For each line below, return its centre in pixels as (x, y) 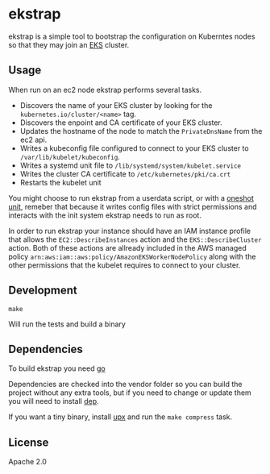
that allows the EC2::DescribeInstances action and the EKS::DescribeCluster (135, 239)
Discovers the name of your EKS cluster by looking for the (116, 105)
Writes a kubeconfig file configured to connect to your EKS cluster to (134, 148)
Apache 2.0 (27, 462)
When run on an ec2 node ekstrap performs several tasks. (105, 89)
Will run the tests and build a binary (67, 324)
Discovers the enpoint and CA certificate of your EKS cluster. (121, 123)
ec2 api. (33, 139)
